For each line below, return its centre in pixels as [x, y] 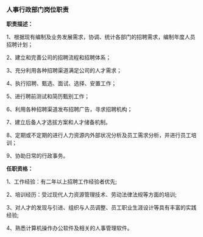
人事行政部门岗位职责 [37, 9]
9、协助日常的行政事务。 [37, 156]
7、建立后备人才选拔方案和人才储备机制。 [59, 122]
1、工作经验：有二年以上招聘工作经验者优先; [62, 182]
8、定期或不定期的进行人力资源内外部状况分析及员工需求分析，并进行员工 [99, 135]
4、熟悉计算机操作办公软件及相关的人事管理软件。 [69, 228]
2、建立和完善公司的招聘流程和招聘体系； [59, 58]
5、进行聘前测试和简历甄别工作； [48, 96]
